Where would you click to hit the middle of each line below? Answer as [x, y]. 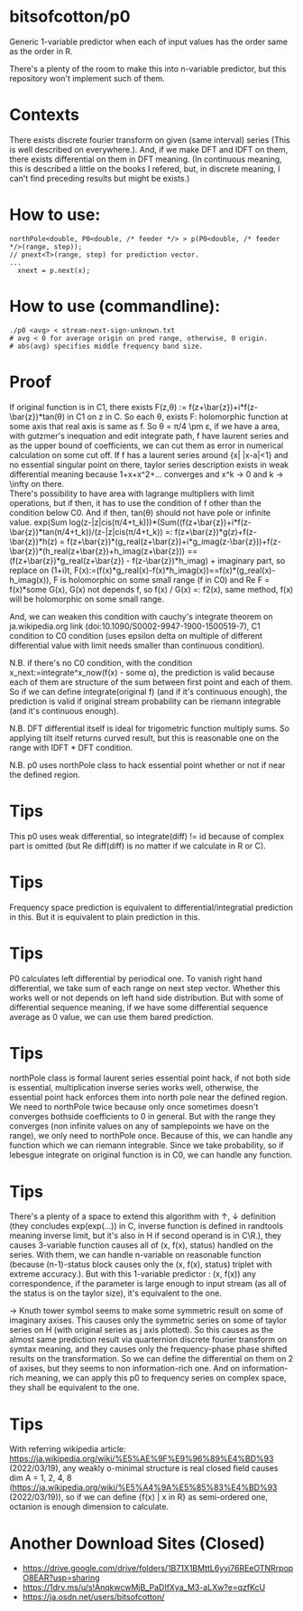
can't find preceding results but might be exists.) [100, 178]
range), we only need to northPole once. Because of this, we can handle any [151, 1136]
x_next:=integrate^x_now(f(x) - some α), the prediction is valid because [142, 672]
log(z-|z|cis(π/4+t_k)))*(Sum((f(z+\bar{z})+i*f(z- [161, 522]
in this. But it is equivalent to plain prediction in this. [105, 917]
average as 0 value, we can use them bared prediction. [111, 1016]
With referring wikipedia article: [68, 1449]
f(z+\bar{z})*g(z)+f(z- [216, 531]
